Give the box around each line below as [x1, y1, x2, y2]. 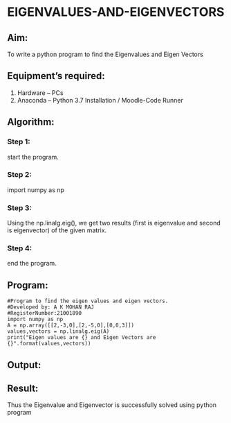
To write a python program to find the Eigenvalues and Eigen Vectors [7, 50, 204, 58]
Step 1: [7, 137, 30, 146]
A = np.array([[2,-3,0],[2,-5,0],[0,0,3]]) [7, 322, 135, 329]
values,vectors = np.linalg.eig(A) [7, 328, 110, 335]
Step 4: [7, 243, 33, 253]
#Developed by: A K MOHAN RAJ [7, 304, 95, 311]
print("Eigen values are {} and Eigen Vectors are [7, 334, 156, 341]
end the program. [7, 259, 57, 268]
